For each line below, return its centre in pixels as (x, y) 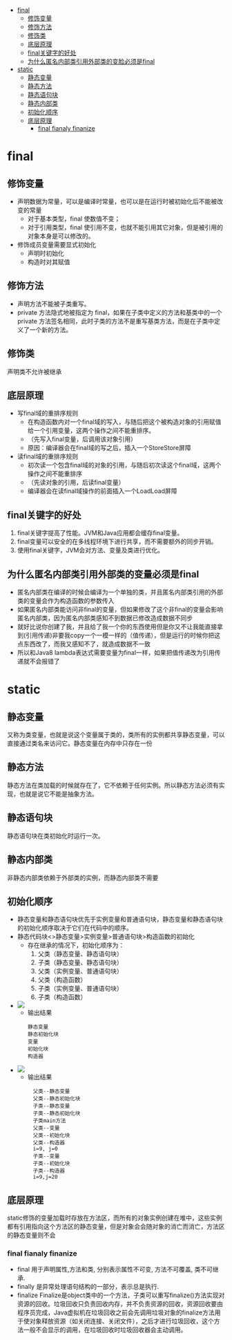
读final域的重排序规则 (47, 456)
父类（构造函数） (62, 980)
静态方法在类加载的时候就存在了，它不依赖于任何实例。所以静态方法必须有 (113, 785)
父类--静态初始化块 (57, 1099)
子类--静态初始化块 (57, 1114)
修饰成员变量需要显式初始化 (57, 244)
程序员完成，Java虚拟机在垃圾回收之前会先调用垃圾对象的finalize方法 (116, 1312)
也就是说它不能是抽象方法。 (58, 794)
